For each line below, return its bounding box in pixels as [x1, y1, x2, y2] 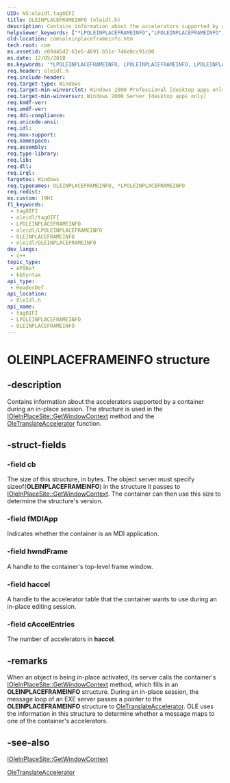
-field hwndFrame [7, 546, 68, 556]
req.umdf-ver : [7, 106, 48, 112]
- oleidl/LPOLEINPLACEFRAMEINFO [10, 227, 103, 234]
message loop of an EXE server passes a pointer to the [7, 695, 162, 703]
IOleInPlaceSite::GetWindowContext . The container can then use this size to [7, 490, 221, 498]
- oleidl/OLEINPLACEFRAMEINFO [10, 239, 97, 247]
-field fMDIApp [7, 514, 58, 524]
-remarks [7, 655, 48, 666]
